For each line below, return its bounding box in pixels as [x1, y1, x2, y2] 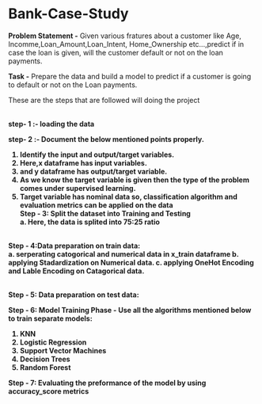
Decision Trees [19, 354, 70, 364]
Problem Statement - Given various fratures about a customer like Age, [8, 31, 241, 40]
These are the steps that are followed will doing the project [8, 95, 200, 105]
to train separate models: [8, 314, 93, 323]
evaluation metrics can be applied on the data [19, 200, 173, 210]
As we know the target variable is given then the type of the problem [19, 175, 249, 185]
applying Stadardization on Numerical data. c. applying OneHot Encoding [8, 257, 255, 267]
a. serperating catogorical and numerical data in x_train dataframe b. [8, 249, 239, 258]
